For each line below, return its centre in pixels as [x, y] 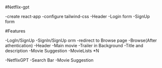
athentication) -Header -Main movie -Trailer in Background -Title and [74, 45]
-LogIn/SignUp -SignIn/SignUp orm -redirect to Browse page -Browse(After [81, 40]
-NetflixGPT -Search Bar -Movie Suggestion [49, 60]
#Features [15, 31]
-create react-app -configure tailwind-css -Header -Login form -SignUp [78, 16]
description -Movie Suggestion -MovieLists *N [52, 51]
